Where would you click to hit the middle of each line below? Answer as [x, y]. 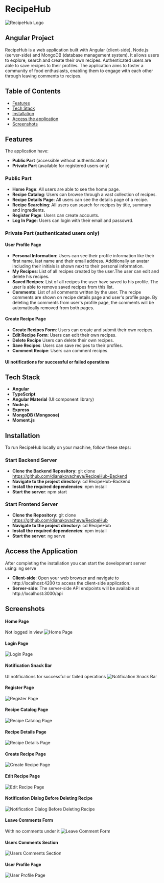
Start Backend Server [31, 460]
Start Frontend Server [32, 504]
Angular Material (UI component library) [53, 399]
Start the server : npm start [39, 491]
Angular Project [30, 38]
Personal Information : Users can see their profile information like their [83, 255]
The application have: [27, 151]
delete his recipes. [31, 276]
